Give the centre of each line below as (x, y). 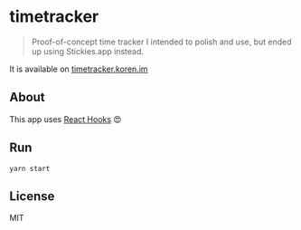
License (32, 196)
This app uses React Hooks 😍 (66, 119)
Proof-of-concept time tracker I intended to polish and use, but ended (161, 42)
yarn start (30, 168)
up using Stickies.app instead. (88, 51)
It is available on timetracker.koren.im (79, 69)
